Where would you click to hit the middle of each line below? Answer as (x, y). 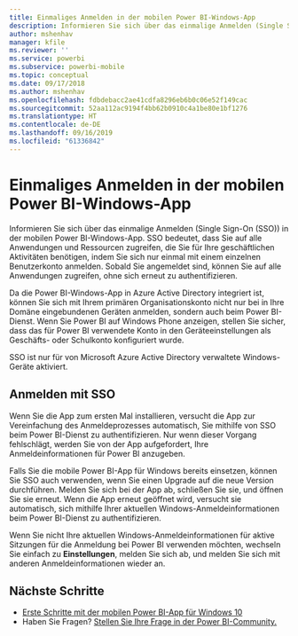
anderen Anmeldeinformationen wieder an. (87, 563)
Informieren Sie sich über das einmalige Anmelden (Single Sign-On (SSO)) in (149, 228)
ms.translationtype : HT (53, 116)
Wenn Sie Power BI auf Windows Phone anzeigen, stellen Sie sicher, (161, 321)
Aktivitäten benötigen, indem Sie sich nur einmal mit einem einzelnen (135, 256)
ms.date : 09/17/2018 (47, 83)
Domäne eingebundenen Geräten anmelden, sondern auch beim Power (139, 311)
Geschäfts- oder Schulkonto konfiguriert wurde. (97, 340)
